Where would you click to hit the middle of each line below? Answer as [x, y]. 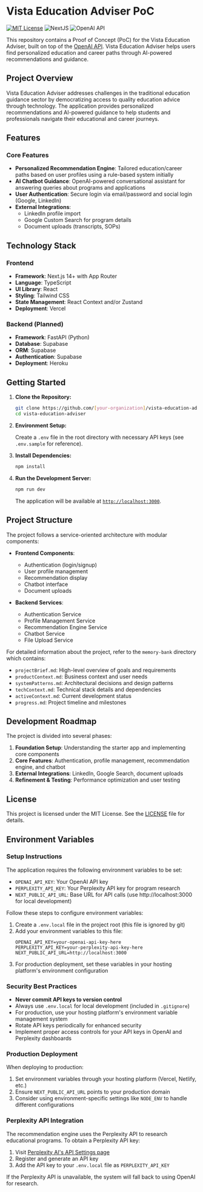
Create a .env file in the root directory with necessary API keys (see [99, 437]
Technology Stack [41, 245]
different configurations [45, 1105]
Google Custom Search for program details [78, 220]
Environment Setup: [41, 425]
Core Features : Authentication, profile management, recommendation [102, 760]
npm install [30, 466]
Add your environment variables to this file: [69, 931]
